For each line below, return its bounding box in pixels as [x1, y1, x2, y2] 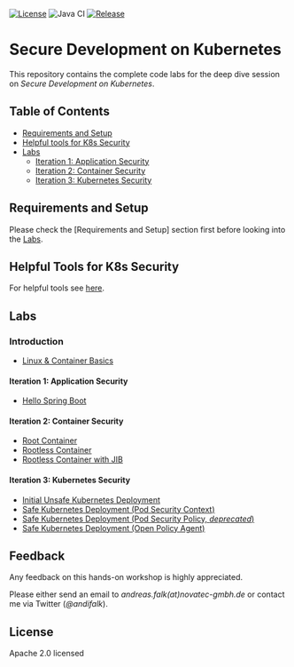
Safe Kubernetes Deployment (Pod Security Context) [21, 504, 215, 514]
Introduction [9, 335, 64, 347]
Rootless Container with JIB [21, 454, 124, 465]
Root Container [21, 435, 78, 446]
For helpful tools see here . [9, 282, 104, 293]
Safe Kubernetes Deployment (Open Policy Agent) [21, 522, 205, 533]
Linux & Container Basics [21, 355, 113, 366]
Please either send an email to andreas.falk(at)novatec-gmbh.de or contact [9, 589, 285, 600]
